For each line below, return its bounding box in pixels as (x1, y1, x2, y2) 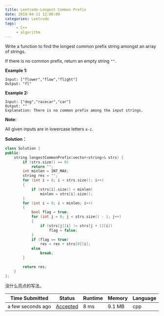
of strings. (5, 49, 26, 54)
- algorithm (16, 30, 41, 35)
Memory (107, 295, 128, 302)
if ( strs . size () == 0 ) (23, 160, 69, 165)
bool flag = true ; (31, 210, 69, 215)
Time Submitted (10, 295, 48, 302)
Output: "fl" (5, 81, 32, 86)
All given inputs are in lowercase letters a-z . (5, 126, 94, 132)
